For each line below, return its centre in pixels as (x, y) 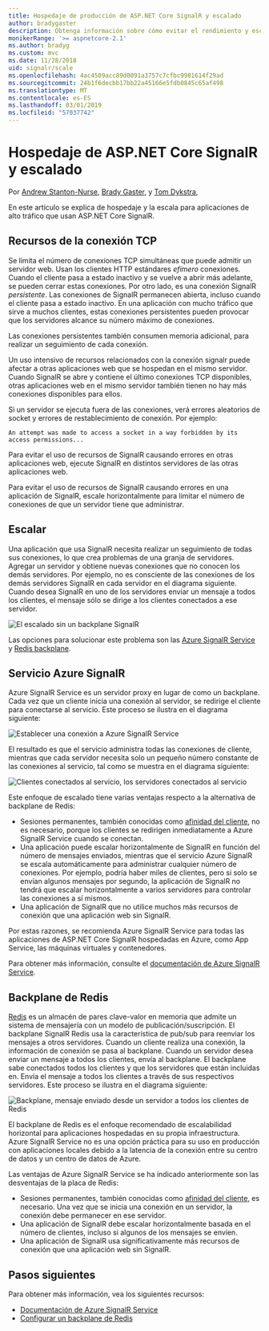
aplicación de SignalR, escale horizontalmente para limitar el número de (126, 495)
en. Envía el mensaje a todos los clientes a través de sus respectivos (121, 1077)
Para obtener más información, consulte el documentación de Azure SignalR (134, 963)
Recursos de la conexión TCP (83, 241)
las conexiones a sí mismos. (66, 898)
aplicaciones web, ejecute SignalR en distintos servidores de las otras (123, 463)
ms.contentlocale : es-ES (50, 98)
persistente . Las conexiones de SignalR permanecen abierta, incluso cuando (134, 295)
